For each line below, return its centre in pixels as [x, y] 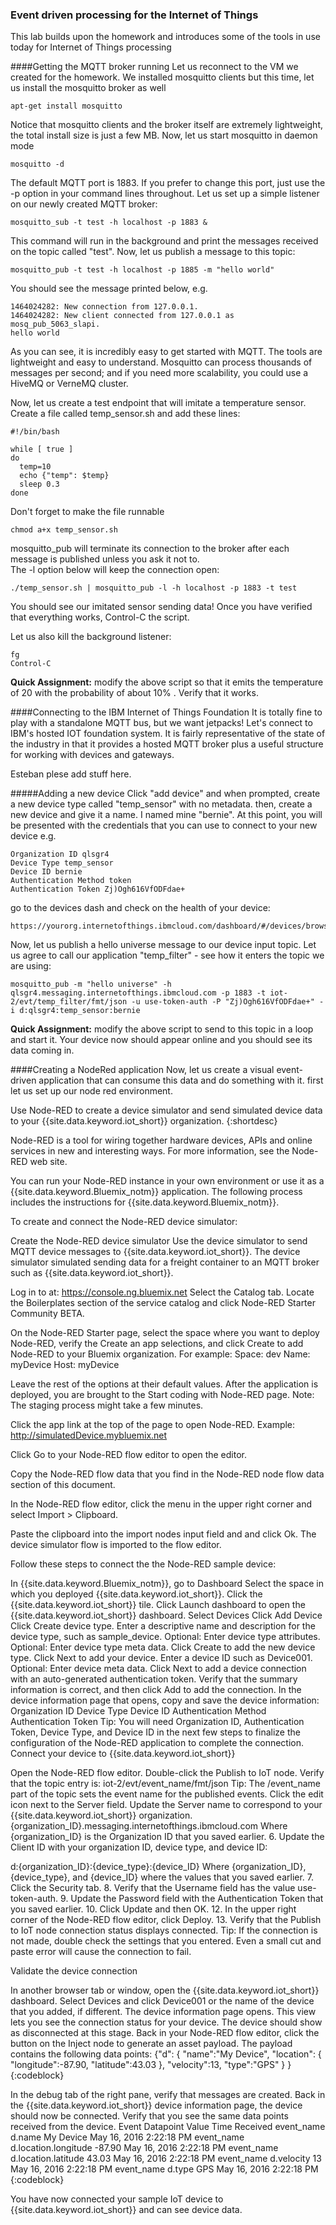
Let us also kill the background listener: [91, 637]
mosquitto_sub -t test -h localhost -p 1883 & [109, 223]
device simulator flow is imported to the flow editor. [116, 1545]
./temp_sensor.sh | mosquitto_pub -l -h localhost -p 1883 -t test [154, 588]
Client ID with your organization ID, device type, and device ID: [139, 1847]
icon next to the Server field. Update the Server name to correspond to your [166, 1805]
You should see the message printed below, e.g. [109, 289]
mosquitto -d [37, 164]
